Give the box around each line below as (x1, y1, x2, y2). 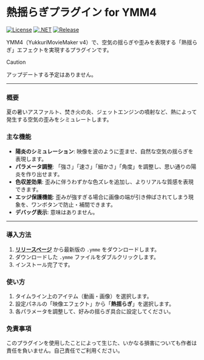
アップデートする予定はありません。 (6, 71, 97, 78)
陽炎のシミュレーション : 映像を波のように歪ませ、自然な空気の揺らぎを (15, 147, 194, 155)
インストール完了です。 (15, 261, 74, 268)
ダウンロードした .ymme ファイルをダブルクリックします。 (15, 253, 160, 260)
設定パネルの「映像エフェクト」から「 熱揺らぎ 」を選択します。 (15, 300, 175, 308)
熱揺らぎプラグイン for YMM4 (6, 5, 157, 19)
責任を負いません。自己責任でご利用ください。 (6, 347, 123, 355)
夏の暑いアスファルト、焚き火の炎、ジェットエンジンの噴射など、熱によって (6, 108, 197, 116)
